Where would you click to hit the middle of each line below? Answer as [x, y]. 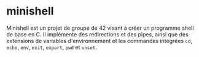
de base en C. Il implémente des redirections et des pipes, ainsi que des [97, 34]
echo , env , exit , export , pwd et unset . [52, 47]
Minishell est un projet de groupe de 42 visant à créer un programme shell [100, 28]
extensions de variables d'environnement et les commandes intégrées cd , [99, 41]
